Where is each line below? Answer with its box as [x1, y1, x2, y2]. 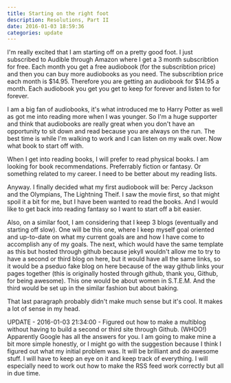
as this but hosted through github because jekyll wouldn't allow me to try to [7, 248, 221, 256]
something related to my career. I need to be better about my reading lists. [7, 170, 218, 178]
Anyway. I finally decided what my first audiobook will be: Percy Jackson [7, 183, 214, 191]
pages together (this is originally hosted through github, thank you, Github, [7, 270, 219, 278]
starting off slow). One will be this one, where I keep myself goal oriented [7, 226, 214, 234]
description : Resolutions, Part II [7, 17, 109, 23]
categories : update [7, 29, 63, 36]
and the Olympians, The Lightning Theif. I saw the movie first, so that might [7, 190, 220, 199]
